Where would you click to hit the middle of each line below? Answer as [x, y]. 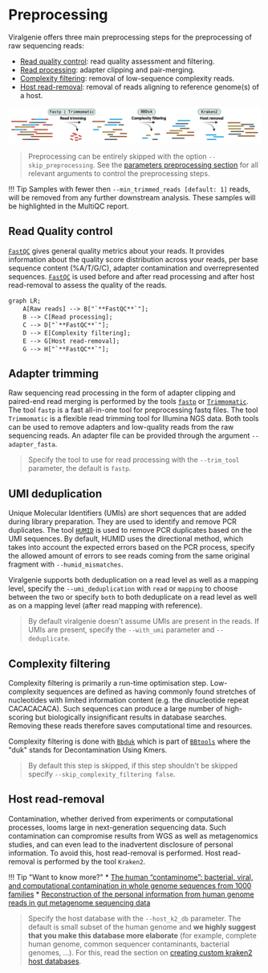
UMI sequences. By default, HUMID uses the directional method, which [126, 539]
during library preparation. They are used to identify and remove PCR [122, 522]
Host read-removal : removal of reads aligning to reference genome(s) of [139, 87]
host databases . [55, 961]
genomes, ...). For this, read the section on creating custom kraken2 [140, 952]
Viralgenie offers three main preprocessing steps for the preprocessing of [130, 37]
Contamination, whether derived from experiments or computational [121, 818]
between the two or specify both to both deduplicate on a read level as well [133, 597]
